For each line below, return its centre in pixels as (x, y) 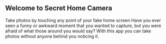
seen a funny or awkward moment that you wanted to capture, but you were (83, 25)
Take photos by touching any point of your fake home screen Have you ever (83, 20)
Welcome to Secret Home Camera (59, 8)
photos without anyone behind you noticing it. (52, 36)
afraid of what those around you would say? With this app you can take (78, 31)
